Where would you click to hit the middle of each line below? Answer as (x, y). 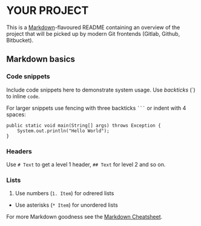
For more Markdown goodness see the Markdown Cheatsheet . (84, 217)
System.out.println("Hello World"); (64, 131)
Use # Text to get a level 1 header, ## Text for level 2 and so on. (86, 164)
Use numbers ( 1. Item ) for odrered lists (64, 193)
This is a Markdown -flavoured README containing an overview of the (93, 27)
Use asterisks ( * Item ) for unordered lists (66, 205)
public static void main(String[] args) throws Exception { (84, 125)
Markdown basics (41, 59)
